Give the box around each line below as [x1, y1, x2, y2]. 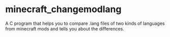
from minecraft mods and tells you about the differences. [5, 25, 124, 31]
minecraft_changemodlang [5, 4, 122, 15]
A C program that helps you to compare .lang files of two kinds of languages [5, 20, 165, 26]
